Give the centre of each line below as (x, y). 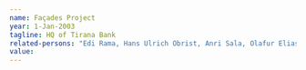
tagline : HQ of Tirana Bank (63, 35)
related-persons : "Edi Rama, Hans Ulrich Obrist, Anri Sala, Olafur (142, 43)
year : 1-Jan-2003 (42, 26)
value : (22, 52)
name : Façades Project (52, 18)
